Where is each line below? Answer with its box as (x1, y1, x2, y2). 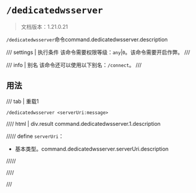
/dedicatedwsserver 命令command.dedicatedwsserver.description (6, 35, 168, 43)
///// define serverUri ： (6, 132, 64, 140)
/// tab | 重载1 (6, 98, 39, 105)
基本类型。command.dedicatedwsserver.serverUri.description (14, 145, 169, 152)
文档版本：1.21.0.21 (20, 23, 68, 30)
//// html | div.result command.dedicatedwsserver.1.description (6, 120, 161, 127)
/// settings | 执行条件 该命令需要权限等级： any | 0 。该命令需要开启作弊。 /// (6, 49, 191, 56)
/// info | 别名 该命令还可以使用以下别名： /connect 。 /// (6, 61, 142, 68)
